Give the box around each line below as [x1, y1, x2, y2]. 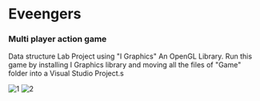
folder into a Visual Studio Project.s [8, 69, 124, 79]
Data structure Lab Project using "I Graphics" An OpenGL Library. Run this [8, 51, 253, 61]
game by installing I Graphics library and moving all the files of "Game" [8, 60, 242, 70]
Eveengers [8, 5, 82, 23]
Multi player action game [8, 34, 107, 45]
